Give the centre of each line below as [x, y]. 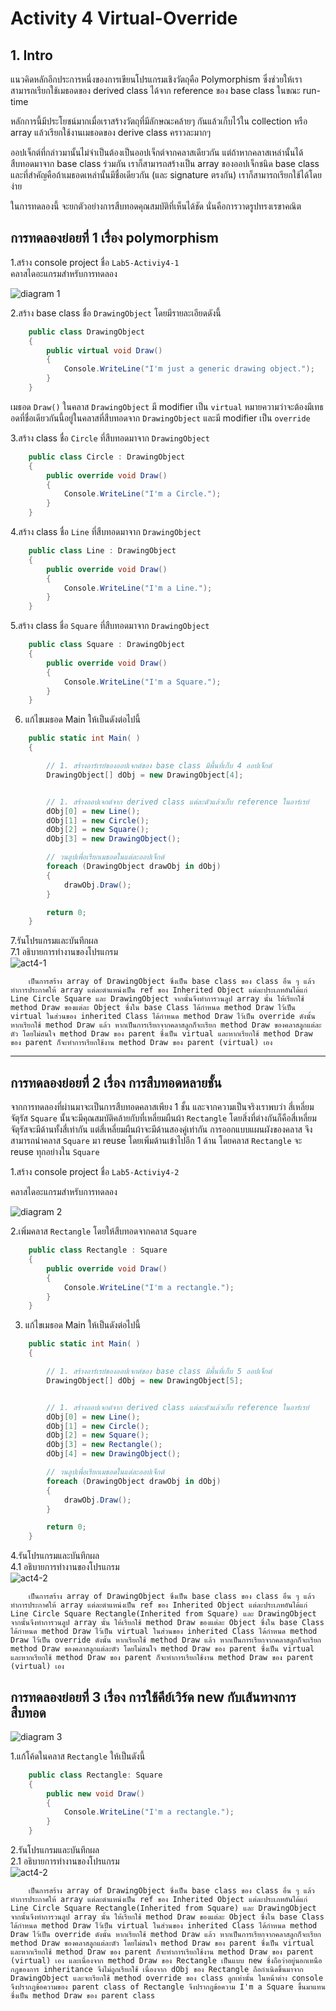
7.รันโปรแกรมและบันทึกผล [54, 941]
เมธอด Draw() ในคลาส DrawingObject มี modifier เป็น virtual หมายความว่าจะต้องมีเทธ [167, 406]
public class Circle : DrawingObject [107, 457]
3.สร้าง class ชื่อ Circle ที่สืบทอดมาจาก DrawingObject [110, 438]
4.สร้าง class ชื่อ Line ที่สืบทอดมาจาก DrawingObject [106, 532]
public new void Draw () [95, 1793]
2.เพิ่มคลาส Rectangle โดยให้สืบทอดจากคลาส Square [103, 1231]
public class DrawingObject [86, 332]
